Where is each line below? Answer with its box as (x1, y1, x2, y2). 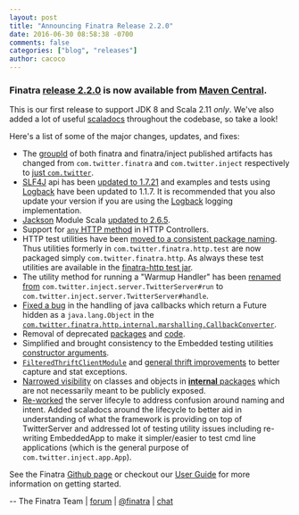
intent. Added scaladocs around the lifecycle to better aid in (21, 404, 243, 415)
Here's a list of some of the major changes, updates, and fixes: (9, 131, 240, 142)
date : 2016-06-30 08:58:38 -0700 (9, 29, 134, 38)
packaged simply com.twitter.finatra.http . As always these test (21, 253, 264, 263)
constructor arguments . (21, 347, 110, 358)
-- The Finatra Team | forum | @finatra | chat (9, 496, 174, 507)
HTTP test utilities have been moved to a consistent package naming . (21, 234, 278, 245)
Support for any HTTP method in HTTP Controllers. (21, 224, 210, 235)
